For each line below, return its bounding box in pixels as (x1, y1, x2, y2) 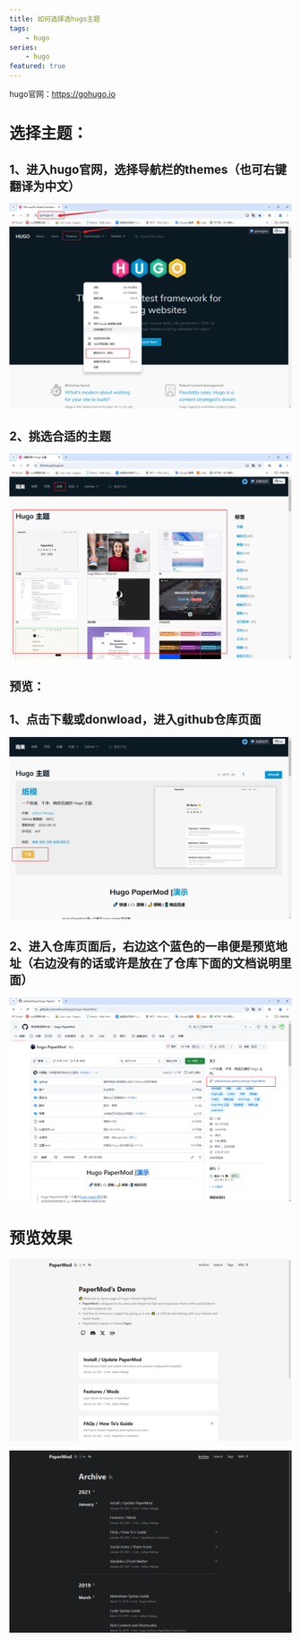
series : (9, 43, 39, 52)
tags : (9, 23, 30, 33)
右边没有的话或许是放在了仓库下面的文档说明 (32, 956, 280, 971)
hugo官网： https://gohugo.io (9, 89, 116, 99)
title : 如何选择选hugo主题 (9, 14, 100, 23)
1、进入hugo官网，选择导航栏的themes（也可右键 (9, 161, 288, 177)
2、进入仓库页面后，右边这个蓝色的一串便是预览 (9, 939, 276, 954)
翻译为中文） (9, 178, 81, 194)
